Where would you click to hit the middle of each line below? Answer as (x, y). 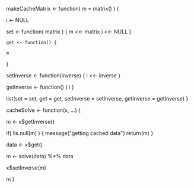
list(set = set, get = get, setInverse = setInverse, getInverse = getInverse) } (97, 98)
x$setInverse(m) (26, 168)
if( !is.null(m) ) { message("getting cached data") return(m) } (80, 133)
